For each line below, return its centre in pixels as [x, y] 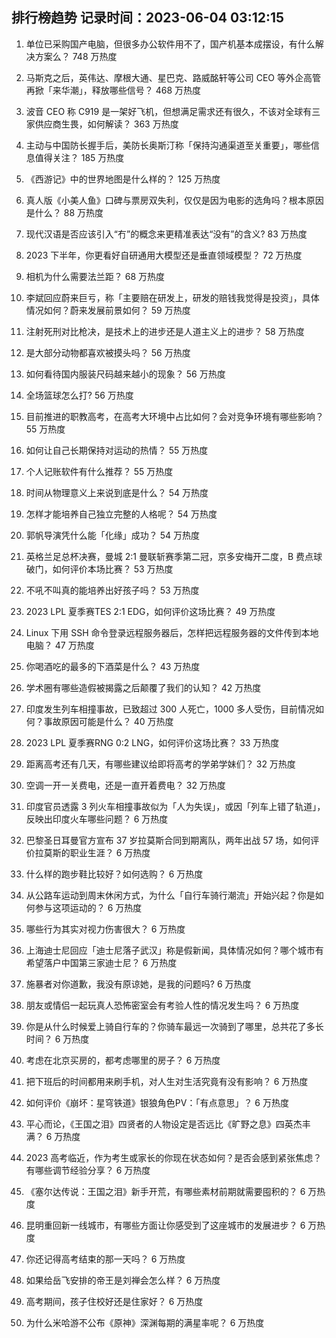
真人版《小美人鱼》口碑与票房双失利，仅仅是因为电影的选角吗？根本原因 [174, 200]
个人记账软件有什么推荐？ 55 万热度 [99, 471]
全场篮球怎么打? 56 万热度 [79, 395]
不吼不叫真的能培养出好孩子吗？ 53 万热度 [112, 590]
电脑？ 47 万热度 [60, 645]
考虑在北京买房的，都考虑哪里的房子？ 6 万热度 [123, 1060]
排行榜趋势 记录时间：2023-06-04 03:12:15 [148, 18]
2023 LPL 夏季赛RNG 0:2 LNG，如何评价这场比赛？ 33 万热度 [152, 742]
